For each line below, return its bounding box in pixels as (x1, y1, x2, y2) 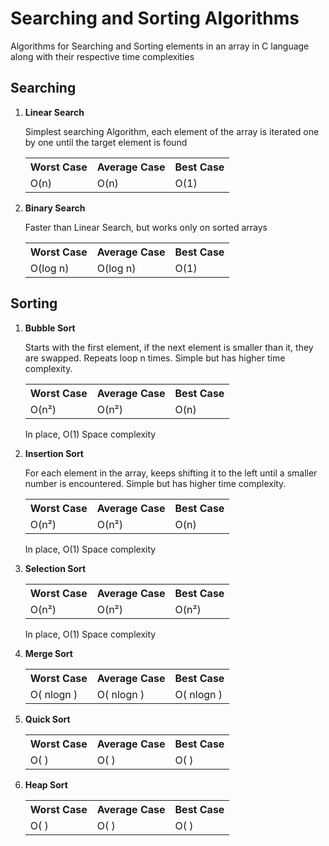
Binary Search (24, 202, 86, 214)
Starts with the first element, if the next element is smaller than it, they (24, 341, 314, 353)
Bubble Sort (24, 322, 76, 334)
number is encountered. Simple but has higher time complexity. (24, 477, 287, 489)
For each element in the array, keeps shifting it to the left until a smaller (24, 467, 318, 479)
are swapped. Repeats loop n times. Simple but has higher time (24, 352, 286, 364)
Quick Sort (24, 713, 71, 725)
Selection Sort (24, 562, 87, 574)
